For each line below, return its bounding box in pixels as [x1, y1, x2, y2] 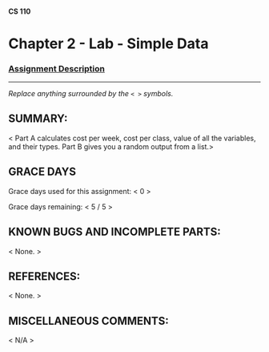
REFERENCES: [8, 269, 81, 283]
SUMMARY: [8, 112, 68, 126]
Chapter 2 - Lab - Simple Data [8, 34, 209, 52]
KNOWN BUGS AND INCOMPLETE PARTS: [8, 225, 222, 239]
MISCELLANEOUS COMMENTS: [8, 314, 170, 328]
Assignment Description [8, 63, 106, 74]
